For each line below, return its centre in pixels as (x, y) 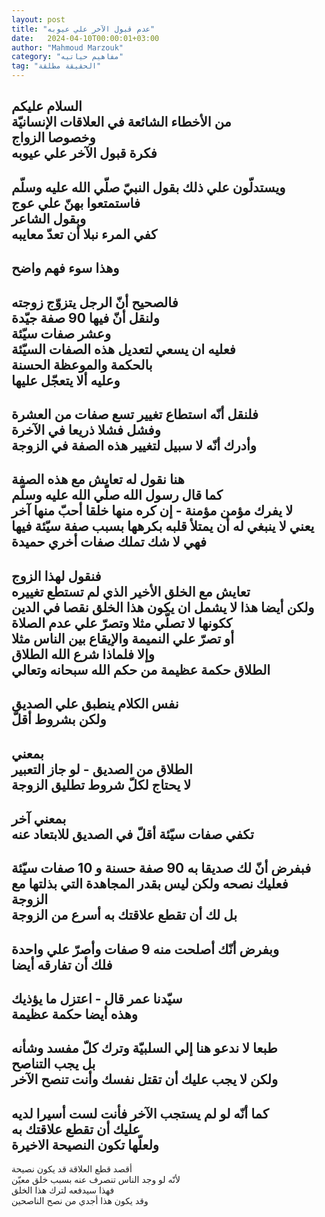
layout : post (38, 19)
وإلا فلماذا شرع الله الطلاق (83, 654)
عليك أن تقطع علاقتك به (76, 1129)
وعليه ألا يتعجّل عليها (66, 380)
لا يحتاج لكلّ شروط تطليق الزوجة (101, 784)
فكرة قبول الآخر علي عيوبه (84, 153)
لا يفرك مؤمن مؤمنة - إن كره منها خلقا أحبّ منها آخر (152, 511)
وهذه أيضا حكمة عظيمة (74, 1014)
